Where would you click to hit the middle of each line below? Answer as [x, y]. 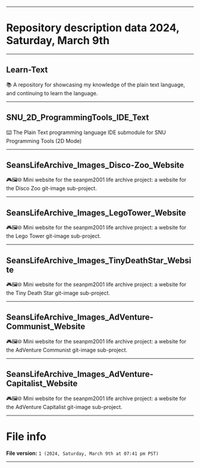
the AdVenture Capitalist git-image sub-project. [64, 407]
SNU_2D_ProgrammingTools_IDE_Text [78, 118]
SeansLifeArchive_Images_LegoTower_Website [96, 213]
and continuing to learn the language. [52, 93]
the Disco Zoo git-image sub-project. [51, 188]
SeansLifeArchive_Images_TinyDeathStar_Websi [99, 260]
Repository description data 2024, [93, 28]
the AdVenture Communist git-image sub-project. [67, 350]
